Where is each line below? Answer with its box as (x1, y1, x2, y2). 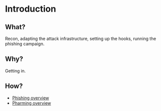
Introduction (5, 3, 56, 15)
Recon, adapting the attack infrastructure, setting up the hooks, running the (5, 36, 157, 41)
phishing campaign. (5, 41, 45, 47)
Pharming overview (12, 100, 51, 106)
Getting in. (5, 68, 26, 74)
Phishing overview (12, 95, 50, 101)
